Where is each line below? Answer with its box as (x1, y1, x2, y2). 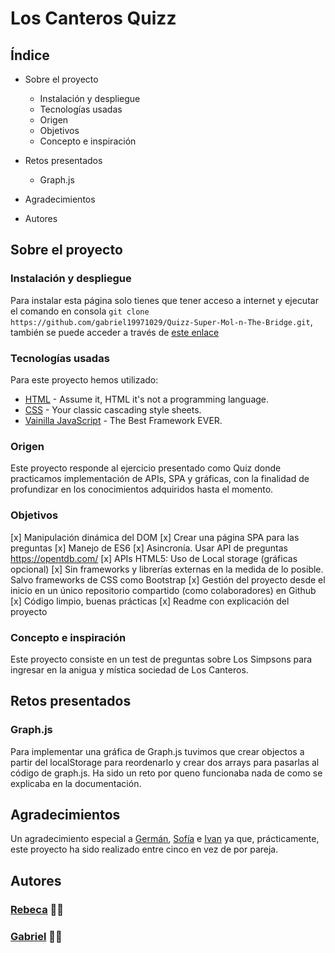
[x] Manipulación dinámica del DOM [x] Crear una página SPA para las (10, 531, 300, 543)
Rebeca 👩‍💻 (10, 902, 64, 916)
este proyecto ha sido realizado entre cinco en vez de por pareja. (10, 843, 279, 856)
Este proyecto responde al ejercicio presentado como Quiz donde (10, 462, 282, 474)
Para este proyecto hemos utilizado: (10, 373, 159, 386)
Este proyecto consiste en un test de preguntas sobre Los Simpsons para (10, 653, 313, 665)
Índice (10, 47, 50, 64)
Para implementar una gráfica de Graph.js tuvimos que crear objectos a (10, 745, 305, 757)
